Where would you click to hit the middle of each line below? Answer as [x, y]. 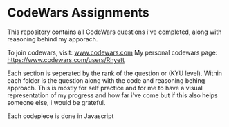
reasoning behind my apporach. [53, 39]
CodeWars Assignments [79, 13]
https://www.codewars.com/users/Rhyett [66, 59]
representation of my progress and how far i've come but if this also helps [112, 95]
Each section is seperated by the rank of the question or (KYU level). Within [115, 73]
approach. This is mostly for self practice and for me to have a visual [105, 88]
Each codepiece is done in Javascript [61, 116]
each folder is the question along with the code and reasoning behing [106, 80]
